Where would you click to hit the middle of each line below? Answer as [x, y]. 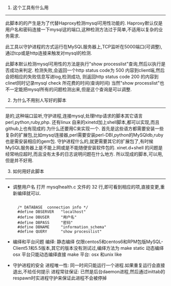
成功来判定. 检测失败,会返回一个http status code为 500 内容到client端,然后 [87, 70]
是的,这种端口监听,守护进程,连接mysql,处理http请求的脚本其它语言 [74, 116]
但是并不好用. [20, 160]
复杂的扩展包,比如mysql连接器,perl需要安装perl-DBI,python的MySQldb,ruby [84, 135]
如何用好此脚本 [28, 171]
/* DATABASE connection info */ [53, 207]
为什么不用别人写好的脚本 [39, 100]
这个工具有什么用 [31, 7]
